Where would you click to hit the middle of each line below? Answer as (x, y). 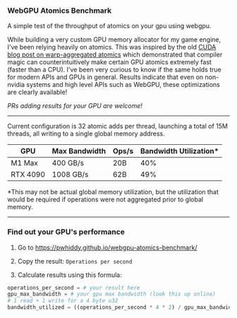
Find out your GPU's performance (66, 232)
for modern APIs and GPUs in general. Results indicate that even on (105, 77)
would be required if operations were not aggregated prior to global (105, 199)
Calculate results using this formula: (69, 275)
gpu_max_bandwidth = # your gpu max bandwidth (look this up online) (112, 294)
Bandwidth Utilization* (180, 151)
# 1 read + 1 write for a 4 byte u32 (63, 301)
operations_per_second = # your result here (74, 288)
